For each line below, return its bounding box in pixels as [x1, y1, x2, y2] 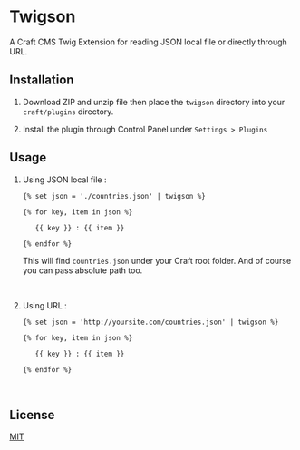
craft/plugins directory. [22, 106, 114, 117]
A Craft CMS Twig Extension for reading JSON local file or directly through [9, 36, 287, 47]
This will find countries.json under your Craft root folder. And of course [22, 255, 292, 266]
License [9, 406, 55, 423]
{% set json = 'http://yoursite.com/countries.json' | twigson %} [22, 318, 279, 327]
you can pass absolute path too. [22, 265, 143, 276]
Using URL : [22, 299, 68, 310]
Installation [9, 73, 74, 88]
